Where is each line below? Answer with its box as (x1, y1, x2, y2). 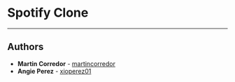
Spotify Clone (7, 5, 89, 21)
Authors (7, 41, 44, 53)
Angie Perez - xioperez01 (17, 67, 92, 75)
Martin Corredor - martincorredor (17, 59, 115, 67)
